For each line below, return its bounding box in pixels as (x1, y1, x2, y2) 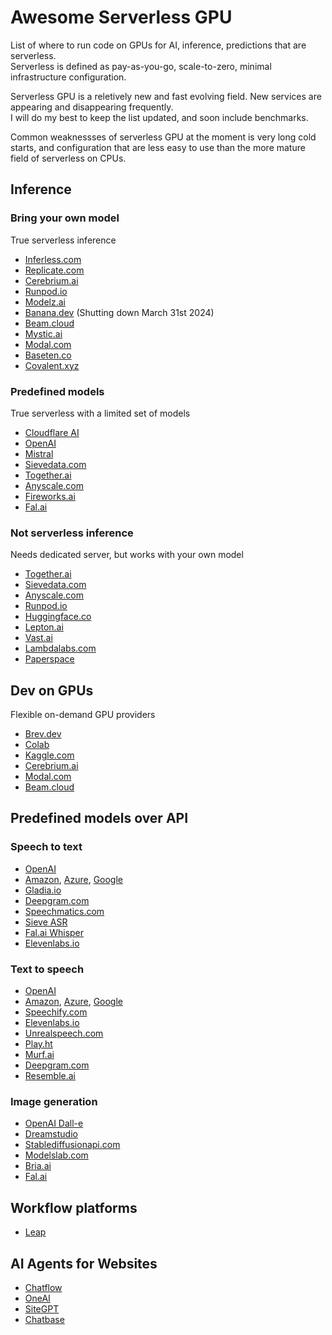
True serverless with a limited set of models (10, 407, 191, 419)
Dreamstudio (24, 1128, 78, 1140)
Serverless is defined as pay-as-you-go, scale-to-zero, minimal (10, 60, 272, 72)
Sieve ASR (24, 916, 68, 928)
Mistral (24, 447, 54, 460)
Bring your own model (10, 211, 120, 225)
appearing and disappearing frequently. (10, 101, 174, 113)
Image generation (10, 1094, 98, 1108)
